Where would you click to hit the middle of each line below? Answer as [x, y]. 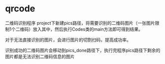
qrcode [20, 9]
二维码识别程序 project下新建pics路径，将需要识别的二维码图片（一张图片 [80, 23]
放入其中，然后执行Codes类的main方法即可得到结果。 [88, 29]
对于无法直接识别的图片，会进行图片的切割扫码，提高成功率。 [68, 40]
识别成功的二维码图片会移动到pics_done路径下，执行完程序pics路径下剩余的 [83, 50]
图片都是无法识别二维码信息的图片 [40, 56]
